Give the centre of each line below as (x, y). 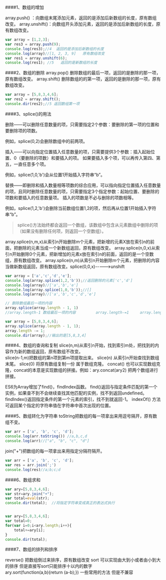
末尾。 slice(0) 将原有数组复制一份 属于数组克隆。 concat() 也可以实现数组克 (83, 364)
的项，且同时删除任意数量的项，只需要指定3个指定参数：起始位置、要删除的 (82, 191)
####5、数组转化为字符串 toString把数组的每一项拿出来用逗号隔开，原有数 (81, 416)
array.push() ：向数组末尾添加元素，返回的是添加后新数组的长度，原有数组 (81, 18)
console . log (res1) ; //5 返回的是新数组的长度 (51, 63)
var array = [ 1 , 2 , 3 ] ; (27, 40)
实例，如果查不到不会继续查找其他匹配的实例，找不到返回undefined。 (76, 393)
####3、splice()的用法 (28, 114)
